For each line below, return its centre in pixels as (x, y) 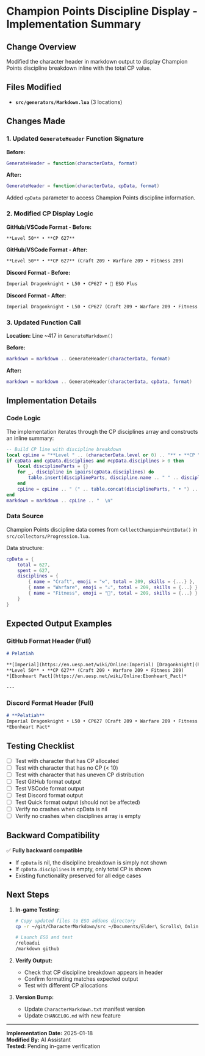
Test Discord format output (49, 795)
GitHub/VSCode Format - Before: (49, 227)
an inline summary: (30, 438)
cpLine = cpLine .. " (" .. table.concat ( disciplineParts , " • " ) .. (108, 489)
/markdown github (37, 949)
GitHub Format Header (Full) (49, 641)
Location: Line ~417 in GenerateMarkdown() (60, 336)
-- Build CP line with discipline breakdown (64, 449)
